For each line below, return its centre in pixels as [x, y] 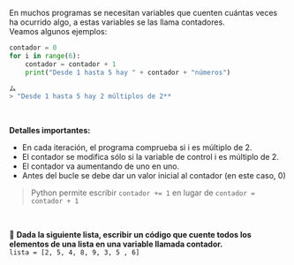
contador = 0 [33, 48]
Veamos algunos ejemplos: [58, 31]
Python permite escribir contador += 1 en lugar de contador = [143, 193]
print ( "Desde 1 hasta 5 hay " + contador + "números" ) [128, 72]
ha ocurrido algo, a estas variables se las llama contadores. [117, 22]
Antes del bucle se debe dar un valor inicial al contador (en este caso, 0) [154, 176]
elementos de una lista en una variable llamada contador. [116, 244]
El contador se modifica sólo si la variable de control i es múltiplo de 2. [151, 157]
